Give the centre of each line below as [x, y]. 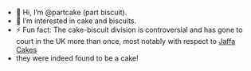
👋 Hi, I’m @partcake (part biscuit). [71, 12]
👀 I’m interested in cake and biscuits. [76, 21]
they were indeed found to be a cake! [77, 58]
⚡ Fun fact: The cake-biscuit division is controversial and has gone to [129, 30]
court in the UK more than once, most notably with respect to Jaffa [125, 41]
